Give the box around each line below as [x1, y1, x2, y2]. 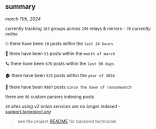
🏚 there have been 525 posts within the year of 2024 [5, 72, 115, 78]
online [5, 30, 18, 36]
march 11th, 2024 [5, 15, 41, 21]
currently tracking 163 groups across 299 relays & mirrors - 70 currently [5, 25, 151, 31]
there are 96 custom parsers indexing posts [5, 93, 94, 99]
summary [5, 2, 36, 11]
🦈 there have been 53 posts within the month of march [5, 50, 115, 56]
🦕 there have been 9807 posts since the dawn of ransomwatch [5, 83, 132, 90]
